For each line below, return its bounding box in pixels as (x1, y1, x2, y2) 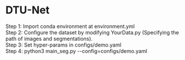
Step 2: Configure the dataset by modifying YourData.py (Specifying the (5, 29, 179, 36)
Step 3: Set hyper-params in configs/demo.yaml (5, 41, 122, 48)
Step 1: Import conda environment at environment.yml (5, 23, 135, 30)
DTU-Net (5, 3, 50, 17)
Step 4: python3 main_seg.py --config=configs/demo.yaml (5, 47, 148, 54)
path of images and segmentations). (5, 35, 93, 42)
